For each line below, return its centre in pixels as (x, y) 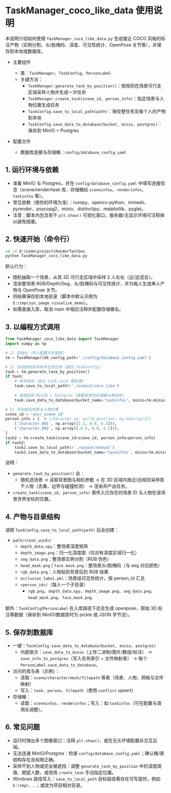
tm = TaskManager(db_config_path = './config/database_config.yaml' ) (78, 358)
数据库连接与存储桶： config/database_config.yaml (73, 152)
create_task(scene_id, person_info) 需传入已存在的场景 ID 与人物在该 (87, 493)
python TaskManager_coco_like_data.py (46, 256)
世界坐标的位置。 (35, 499)
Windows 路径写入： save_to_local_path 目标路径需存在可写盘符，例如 (87, 779)
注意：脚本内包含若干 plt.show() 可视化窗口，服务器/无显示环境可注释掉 (89, 215)
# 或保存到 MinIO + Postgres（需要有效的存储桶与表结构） (70, 395)
